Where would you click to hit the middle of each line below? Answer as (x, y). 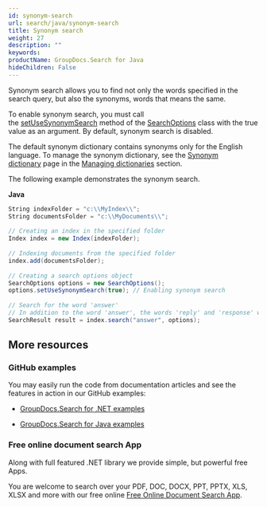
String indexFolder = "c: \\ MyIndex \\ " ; (74, 209)
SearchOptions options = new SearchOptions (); (87, 283)
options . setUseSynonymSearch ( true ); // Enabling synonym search (117, 291)
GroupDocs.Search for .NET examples (82, 409)
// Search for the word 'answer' (64, 305)
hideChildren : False (43, 68)
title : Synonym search (46, 30)
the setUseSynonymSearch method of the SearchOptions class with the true (133, 122)
